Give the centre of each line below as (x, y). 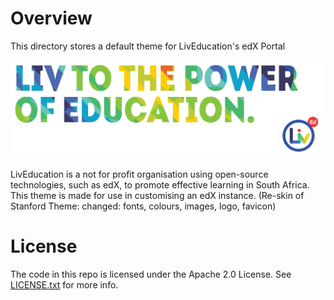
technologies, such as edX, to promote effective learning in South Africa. (160, 184)
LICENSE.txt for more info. (64, 284)
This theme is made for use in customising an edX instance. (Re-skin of (157, 195)
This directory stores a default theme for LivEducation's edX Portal (148, 46)
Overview (51, 18)
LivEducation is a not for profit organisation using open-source (139, 174)
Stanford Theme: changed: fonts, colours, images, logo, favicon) (143, 206)
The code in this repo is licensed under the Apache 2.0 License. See (151, 274)
